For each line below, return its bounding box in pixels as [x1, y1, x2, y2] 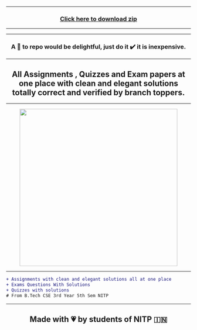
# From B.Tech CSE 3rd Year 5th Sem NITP [6, 293, 109, 299]
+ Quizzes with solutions [6, 287, 69, 293]
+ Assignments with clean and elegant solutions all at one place [6, 276, 172, 283]
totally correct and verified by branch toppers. [12, 87, 185, 97]
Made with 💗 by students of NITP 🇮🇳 [29, 314, 168, 325]
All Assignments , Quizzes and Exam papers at [11, 69, 186, 79]
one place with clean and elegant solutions [18, 78, 179, 88]
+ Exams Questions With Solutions [6, 282, 91, 288]
